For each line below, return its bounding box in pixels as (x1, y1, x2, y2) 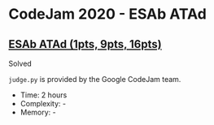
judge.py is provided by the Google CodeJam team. (8, 75, 181, 84)
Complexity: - (20, 99, 67, 108)
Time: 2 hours (20, 90, 68, 100)
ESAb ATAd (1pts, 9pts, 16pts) (8, 37, 162, 51)
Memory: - (20, 107, 57, 117)
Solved (8, 58, 33, 68)
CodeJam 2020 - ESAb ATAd (8, 5, 207, 24)
